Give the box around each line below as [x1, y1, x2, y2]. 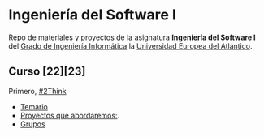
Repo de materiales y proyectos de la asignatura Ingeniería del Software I [8, 32, 256, 42]
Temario [19, 101, 49, 111]
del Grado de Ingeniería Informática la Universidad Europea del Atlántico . [8, 41, 253, 50]
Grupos [19, 119, 46, 129]
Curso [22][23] [8, 65, 86, 79]
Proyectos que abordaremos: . [19, 110, 120, 120]
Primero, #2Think [8, 86, 67, 96]
